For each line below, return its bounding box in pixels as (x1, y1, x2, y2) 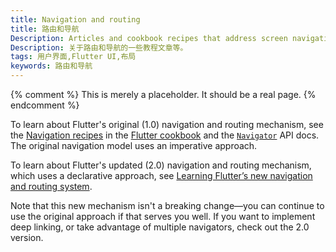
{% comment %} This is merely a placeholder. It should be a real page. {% (10, 89, 317, 100)
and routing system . (10, 181, 93, 192)
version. (10, 232, 44, 243)
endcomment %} (10, 99, 80, 111)
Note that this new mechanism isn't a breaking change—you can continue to (10, 200, 325, 211)
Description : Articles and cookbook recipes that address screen (10, 33, 288, 43)
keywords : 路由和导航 (10, 61, 93, 71)
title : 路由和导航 (10, 24, 80, 34)
